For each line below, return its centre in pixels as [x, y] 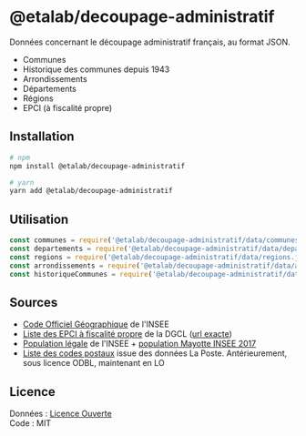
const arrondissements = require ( [75, 266]
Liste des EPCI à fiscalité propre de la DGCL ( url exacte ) [127, 334]
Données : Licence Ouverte [61, 414]
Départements [50, 88]
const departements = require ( [69, 248]
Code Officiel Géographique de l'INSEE [96, 324]
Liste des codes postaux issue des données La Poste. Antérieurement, [155, 353]
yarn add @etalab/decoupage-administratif [91, 191]
